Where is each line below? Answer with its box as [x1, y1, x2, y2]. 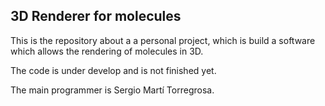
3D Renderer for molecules [10, 8, 182, 25]
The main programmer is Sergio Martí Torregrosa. [10, 84, 215, 96]
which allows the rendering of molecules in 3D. [10, 45, 204, 57]
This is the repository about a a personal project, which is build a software [10, 34, 316, 46]
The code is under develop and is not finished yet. [10, 64, 217, 76]
